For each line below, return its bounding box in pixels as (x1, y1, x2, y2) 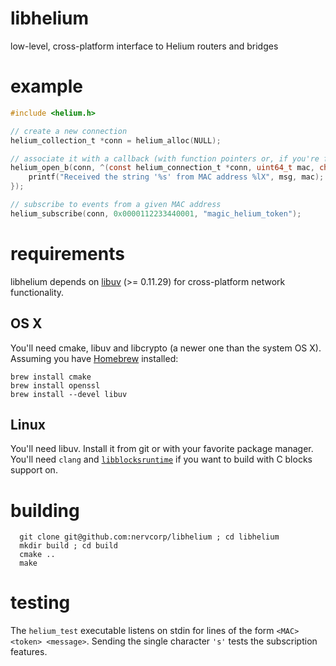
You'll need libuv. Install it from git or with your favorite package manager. (10, 443, 314, 455)
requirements (10, 242, 125, 265)
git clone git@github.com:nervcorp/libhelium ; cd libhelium (19, 532, 280, 542)
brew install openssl (10, 380, 101, 391)
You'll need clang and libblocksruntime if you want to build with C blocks (10, 453, 313, 466)
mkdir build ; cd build (19, 541, 118, 551)
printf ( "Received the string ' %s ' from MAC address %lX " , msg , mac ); (28, 172, 325, 182)
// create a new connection (10, 126, 128, 136)
